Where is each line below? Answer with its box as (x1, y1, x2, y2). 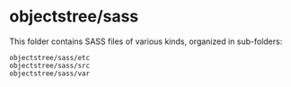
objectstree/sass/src (9, 61, 91, 70)
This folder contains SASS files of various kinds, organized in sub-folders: (9, 36, 283, 47)
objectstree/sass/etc (9, 53, 91, 62)
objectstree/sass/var (9, 69, 91, 78)
